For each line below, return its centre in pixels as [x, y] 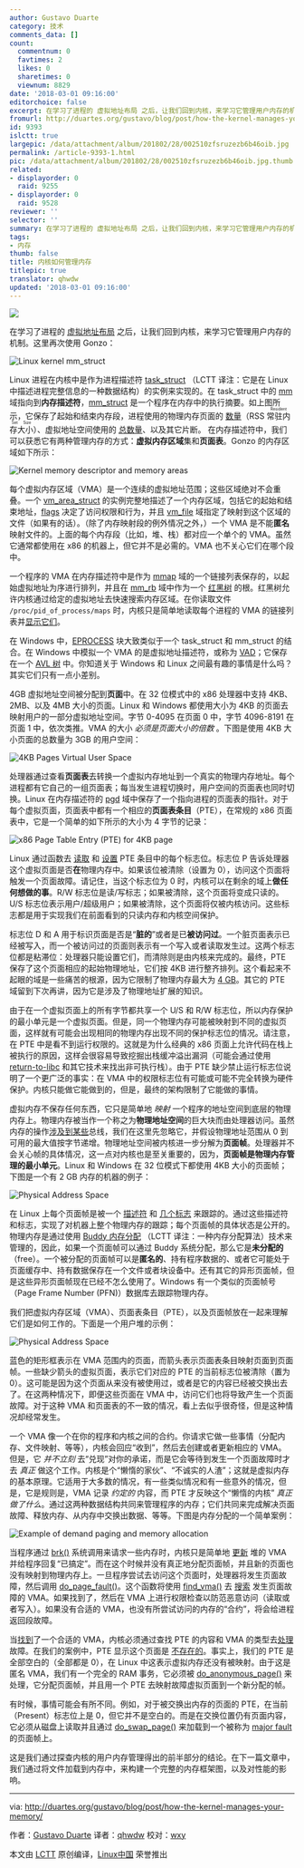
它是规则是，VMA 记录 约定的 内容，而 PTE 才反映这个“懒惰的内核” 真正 [159, 1493]
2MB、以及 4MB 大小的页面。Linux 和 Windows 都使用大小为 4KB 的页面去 [149, 705]
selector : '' [34, 220]
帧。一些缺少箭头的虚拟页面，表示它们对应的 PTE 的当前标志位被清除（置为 [150, 1371]
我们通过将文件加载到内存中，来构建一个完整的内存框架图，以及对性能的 [144, 1768]
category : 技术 [37, 26]
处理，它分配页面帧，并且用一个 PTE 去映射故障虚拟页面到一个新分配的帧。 [150, 1684]
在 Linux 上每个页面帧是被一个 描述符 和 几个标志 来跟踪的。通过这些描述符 [149, 1213]
